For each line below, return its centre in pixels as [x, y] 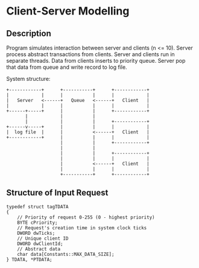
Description [29, 33]
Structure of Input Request [57, 193]
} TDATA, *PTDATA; [29, 260]
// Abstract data [39, 249]
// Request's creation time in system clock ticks [82, 228]
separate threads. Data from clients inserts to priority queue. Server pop [96, 61]
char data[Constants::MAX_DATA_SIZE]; [66, 254]
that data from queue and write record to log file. [67, 67]
